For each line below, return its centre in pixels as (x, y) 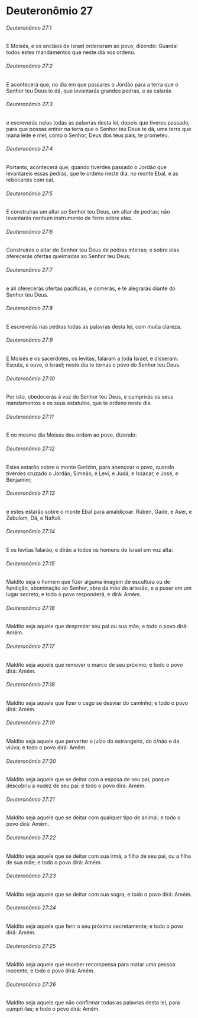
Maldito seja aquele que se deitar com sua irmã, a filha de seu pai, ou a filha (98, 856)
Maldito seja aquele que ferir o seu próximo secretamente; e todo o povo (95, 926)
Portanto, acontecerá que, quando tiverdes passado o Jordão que (87, 167)
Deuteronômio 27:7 (30, 270)
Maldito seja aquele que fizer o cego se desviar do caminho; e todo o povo (97, 703)
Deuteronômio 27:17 (30, 646)
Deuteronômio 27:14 (30, 532)
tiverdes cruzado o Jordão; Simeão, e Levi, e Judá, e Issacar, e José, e (92, 473)
